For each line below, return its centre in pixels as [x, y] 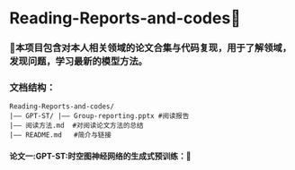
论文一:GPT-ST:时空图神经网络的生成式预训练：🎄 [100, 156]
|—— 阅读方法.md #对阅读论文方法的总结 [76, 126]
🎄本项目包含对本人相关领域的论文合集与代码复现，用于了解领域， [151, 48]
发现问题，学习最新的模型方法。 [79, 62]
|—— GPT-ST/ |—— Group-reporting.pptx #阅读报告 [99, 116]
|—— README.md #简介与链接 [61, 135]
